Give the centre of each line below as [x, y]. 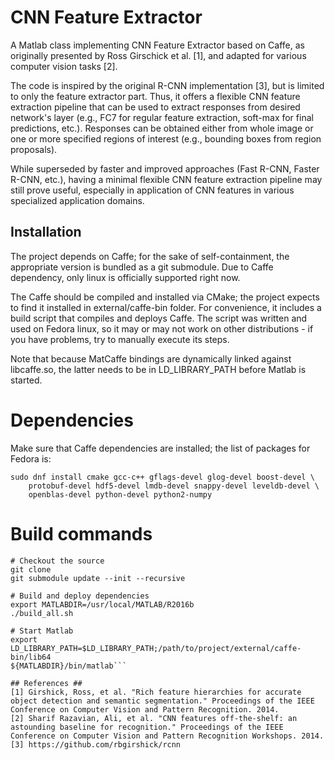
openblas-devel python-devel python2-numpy [120, 494]
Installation [46, 232]
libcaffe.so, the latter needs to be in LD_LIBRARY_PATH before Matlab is [158, 369]
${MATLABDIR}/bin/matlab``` [69, 666]
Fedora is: [31, 458]
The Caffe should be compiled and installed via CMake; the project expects [165, 297]
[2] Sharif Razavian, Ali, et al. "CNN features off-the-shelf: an [154, 718]
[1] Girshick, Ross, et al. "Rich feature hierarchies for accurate [156, 692]
